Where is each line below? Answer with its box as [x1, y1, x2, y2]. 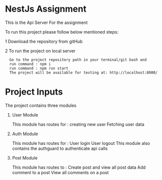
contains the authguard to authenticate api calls [12, 145, 108, 151]
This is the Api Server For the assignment [5, 20, 88, 25]
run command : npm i [9, 61, 51, 66]
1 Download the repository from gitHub [5, 38, 83, 44]
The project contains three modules [5, 102, 77, 108]
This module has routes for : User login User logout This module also [12, 140, 150, 146]
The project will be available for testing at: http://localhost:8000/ [9, 70, 158, 75]
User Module [12, 112, 38, 118]
